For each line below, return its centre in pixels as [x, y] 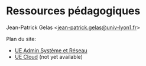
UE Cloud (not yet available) [48, 56]
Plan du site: [21, 39]
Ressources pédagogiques [73, 11]
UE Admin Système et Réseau [51, 50]
